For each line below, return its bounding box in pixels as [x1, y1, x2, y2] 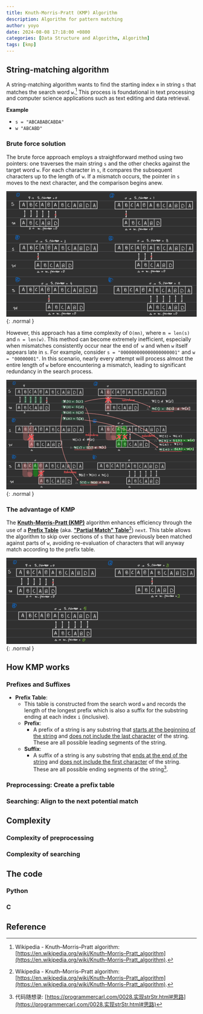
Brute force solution [6, 140, 66, 148]
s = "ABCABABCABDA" [14, 119, 65, 125]
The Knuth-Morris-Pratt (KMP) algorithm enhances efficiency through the [6, 519, 192, 526]
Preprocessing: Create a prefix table [6, 781, 115, 789]
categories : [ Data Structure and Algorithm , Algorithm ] [6, 35, 150, 42]
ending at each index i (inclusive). [24, 713, 110, 721]
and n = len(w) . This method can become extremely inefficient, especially [6, 336, 192, 343]
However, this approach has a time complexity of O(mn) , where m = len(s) [6, 329, 190, 336]
